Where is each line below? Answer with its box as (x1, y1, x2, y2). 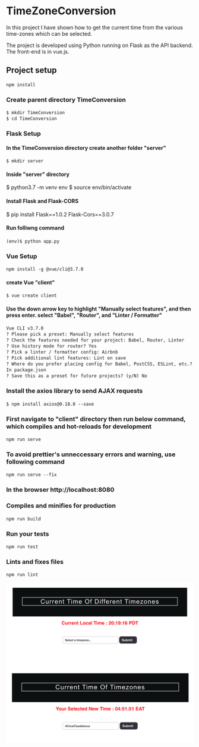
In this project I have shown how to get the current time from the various (6, 24, 183, 31)
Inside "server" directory (6, 171, 70, 178)
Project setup (6, 65, 58, 76)
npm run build (6, 516, 42, 522)
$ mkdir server (6, 158, 44, 164)
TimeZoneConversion (6, 4, 116, 18)
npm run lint (6, 572, 39, 578)
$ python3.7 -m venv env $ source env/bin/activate (6, 184, 132, 191)
